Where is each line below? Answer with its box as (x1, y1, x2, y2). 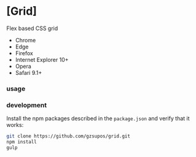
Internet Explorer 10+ (15, 56, 69, 63)
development (6, 101, 47, 109)
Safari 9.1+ (15, 69, 42, 76)
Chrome (15, 36, 36, 44)
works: (6, 121, 24, 129)
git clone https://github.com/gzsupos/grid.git (6, 133, 131, 139)
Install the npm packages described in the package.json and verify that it (6, 115, 190, 122)
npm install (6, 139, 37, 145)
